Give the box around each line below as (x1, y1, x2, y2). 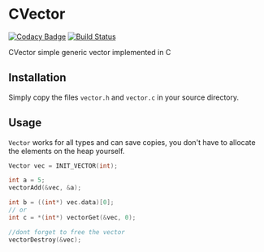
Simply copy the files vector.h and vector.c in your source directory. (8, 92, 240, 102)
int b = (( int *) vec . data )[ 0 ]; (8, 199, 115, 207)
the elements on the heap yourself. (8, 146, 125, 156)
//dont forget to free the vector (8, 228, 126, 236)
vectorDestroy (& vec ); (8, 236, 82, 244)
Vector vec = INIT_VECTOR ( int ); (8, 161, 118, 170)
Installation (8, 70, 67, 85)
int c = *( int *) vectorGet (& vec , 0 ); (8, 213, 136, 221)
